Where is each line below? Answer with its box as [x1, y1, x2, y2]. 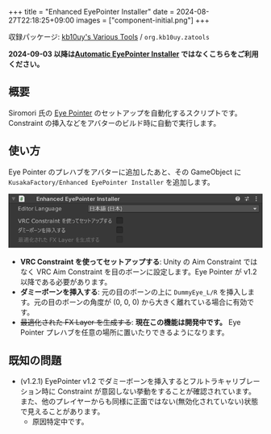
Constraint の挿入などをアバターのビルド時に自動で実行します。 [8, 118, 221, 127]
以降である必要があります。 [19, 278, 112, 287]
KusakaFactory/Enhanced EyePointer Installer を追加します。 [8, 177, 215, 186]
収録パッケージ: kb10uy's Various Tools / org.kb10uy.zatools [8, 32, 210, 41]
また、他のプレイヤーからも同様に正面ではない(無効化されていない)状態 [19, 397, 259, 407]
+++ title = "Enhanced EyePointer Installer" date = [8, 7, 175, 16]
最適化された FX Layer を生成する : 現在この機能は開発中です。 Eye [19, 318, 241, 328]
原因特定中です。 [31, 417, 89, 427]
